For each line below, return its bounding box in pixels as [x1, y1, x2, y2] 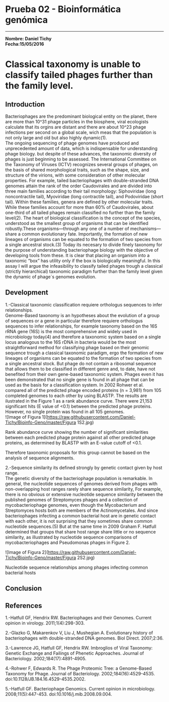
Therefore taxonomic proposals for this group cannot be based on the [5, 449, 150, 455]
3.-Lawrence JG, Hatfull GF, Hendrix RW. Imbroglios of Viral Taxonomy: [5, 645, 153, 651]
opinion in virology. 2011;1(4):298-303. [5, 620, 85, 626]
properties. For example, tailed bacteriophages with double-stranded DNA [5, 177, 159, 183]
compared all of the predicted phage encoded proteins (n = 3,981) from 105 [5, 387, 162, 393]
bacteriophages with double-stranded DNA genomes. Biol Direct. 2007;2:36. [5, 635, 164, 641]
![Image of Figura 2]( [5, 549, 48, 555]
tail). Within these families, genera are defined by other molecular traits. [5, 199, 154, 205]
